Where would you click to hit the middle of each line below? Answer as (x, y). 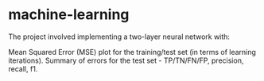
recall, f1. (23, 68)
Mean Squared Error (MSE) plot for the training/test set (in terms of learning (132, 52)
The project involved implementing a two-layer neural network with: (119, 37)
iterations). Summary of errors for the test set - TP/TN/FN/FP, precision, (126, 60)
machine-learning (69, 15)
